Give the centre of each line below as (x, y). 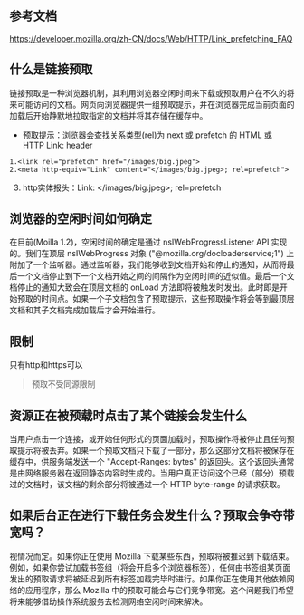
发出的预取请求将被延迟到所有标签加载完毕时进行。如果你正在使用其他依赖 (148, 579)
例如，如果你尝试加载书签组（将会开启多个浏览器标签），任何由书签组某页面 (150, 567)
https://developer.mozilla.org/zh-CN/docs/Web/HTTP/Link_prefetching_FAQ (151, 38)
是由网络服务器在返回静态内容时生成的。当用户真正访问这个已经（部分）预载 (152, 473)
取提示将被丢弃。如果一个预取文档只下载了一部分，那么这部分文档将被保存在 (152, 450)
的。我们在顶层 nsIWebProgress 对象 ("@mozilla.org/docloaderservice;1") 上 (152, 254)
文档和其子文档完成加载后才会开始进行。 (85, 310)
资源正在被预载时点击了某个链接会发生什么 (128, 415)
